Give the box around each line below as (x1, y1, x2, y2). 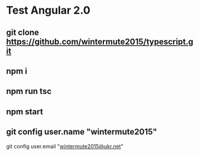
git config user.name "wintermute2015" (6, 127, 157, 137)
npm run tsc (6, 86, 52, 96)
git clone (6, 27, 40, 38)
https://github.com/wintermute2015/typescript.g (6, 36, 194, 46)
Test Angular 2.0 (6, 4, 91, 17)
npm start (6, 107, 43, 117)
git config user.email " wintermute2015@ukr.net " (6, 142, 124, 149)
